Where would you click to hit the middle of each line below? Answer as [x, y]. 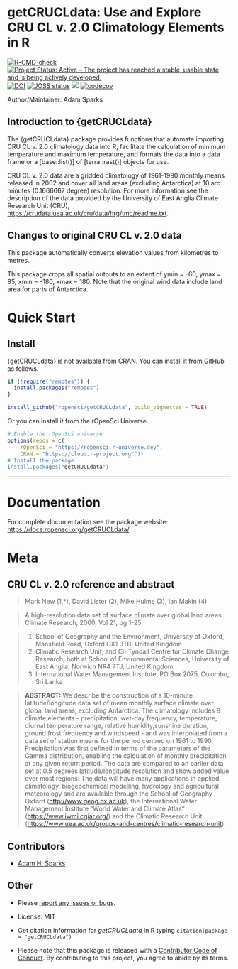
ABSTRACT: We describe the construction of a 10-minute [109, 695]
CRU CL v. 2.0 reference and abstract [91, 584]
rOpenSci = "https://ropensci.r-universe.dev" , [91, 447]
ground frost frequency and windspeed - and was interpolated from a [126, 733]
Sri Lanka [49, 682]
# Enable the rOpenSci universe [55, 434]
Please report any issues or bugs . [67, 902]
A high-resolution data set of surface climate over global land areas [123, 615]
